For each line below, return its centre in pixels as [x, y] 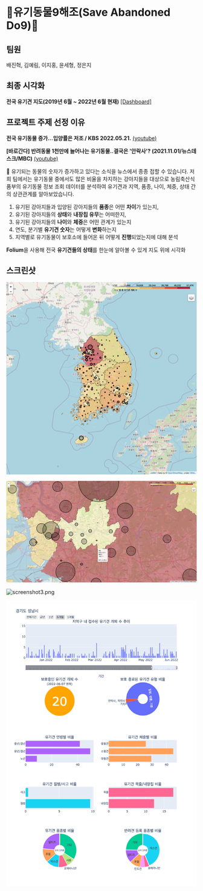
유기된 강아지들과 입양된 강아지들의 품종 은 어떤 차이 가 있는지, [87, 206]
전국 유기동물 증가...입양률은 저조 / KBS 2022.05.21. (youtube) [82, 138]
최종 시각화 [26, 86]
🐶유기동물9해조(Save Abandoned [89, 12]
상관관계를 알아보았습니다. [43, 194]
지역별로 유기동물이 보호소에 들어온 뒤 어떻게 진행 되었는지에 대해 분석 [96, 237]
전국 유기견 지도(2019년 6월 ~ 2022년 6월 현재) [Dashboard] [79, 101]
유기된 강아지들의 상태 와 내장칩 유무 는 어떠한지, [71, 214]
